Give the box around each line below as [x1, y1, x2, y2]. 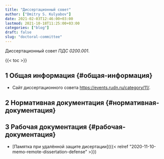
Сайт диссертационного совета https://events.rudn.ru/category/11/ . [12, 84, 151, 91]
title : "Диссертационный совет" [5, 7, 71, 12]
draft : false [5, 30, 32, 35]
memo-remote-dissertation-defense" [12, 149, 88, 155]
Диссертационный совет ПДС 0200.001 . [5, 47, 90, 54]
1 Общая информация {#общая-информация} [5, 71, 153, 80]
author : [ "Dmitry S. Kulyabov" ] [5, 12, 71, 17]
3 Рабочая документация [5, 123, 87, 131]
